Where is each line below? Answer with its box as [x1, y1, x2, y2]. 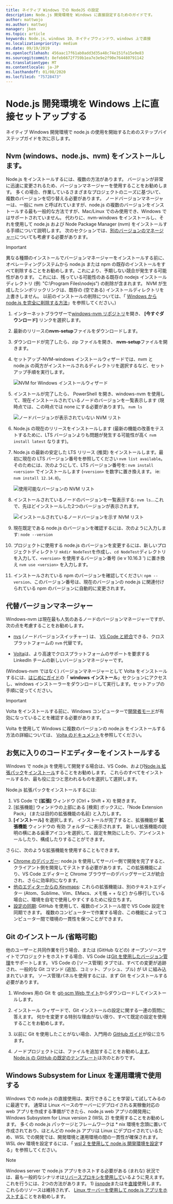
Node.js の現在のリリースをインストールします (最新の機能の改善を [13, 425, 156, 431]
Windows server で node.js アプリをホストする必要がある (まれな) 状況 [6, 1168, 156, 1174]
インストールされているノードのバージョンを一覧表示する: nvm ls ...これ [13, 496, 164, 503]
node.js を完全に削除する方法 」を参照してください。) [6, 299, 117, 305]
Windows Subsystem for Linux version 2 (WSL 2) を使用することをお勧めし [6, 1115, 165, 1121]
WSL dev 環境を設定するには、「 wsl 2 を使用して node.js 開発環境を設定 [6, 1140, 159, 1146]
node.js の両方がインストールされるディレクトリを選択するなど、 [13, 362, 151, 369]
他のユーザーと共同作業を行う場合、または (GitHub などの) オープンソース [6, 947, 162, 953]
